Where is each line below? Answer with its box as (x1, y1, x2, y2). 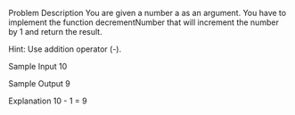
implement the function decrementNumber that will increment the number (8, 17, 280, 28)
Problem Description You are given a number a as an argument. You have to (8, 8, 287, 18)
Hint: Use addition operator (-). (8, 44, 122, 54)
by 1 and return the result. (8, 27, 103, 37)
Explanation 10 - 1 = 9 (8, 95, 87, 106)
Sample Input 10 (8, 62, 68, 71)
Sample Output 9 (8, 78, 70, 88)
